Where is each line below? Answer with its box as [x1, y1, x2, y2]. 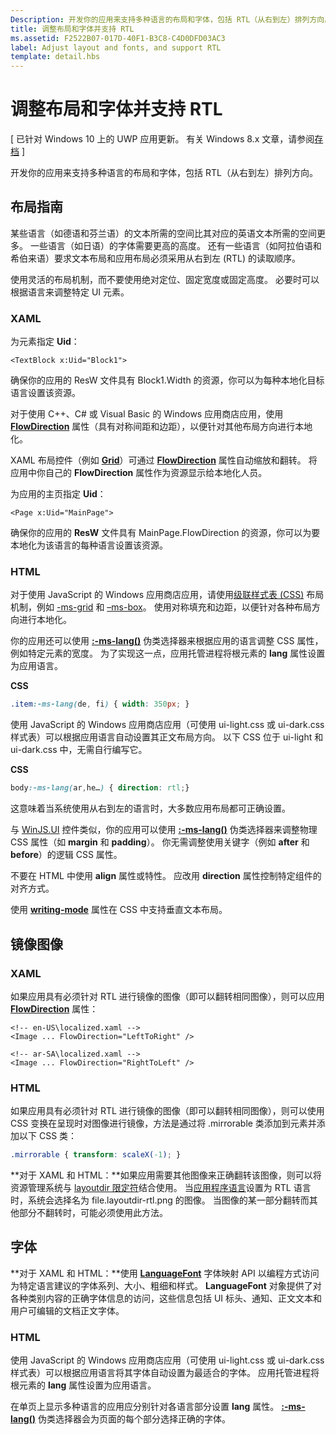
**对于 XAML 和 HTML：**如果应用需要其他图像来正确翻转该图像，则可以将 [10, 1169, 322, 1181]
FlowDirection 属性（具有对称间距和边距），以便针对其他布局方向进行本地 [10, 421, 313, 433]
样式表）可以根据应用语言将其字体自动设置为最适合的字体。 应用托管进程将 [10, 1367, 320, 1379]
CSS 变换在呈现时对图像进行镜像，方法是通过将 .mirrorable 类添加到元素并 [10, 1117, 317, 1130]
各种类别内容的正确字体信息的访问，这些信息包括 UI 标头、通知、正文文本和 [10, 1292, 323, 1304]
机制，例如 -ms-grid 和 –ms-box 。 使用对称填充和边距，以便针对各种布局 [10, 601, 312, 613]
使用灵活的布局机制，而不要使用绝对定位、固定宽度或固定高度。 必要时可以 [10, 273, 320, 285]
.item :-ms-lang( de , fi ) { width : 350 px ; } [10, 699, 190, 710]
